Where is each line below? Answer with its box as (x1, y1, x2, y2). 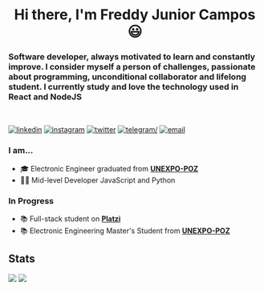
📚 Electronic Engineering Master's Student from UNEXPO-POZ (19, 226, 230, 236)
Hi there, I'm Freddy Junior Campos (14, 6, 256, 24)
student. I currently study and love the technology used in (8, 82, 239, 93)
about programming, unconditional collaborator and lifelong (8, 71, 247, 83)
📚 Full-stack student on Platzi (19, 214, 121, 224)
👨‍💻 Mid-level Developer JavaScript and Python (19, 175, 176, 185)
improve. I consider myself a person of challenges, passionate (8, 62, 256, 73)
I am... (8, 145, 34, 156)
